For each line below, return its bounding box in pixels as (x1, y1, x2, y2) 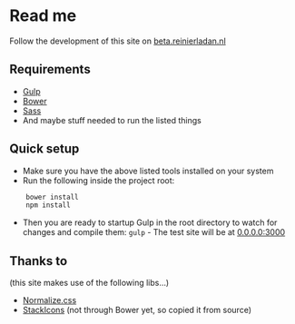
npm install (25, 201, 71, 210)
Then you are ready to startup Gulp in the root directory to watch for (22, 217, 278, 228)
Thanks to (9, 253, 68, 269)
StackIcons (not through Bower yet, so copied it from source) (22, 305, 252, 316)
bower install (25, 192, 79, 201)
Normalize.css (22, 295, 77, 306)
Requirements (9, 62, 91, 77)
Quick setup (9, 142, 80, 157)
